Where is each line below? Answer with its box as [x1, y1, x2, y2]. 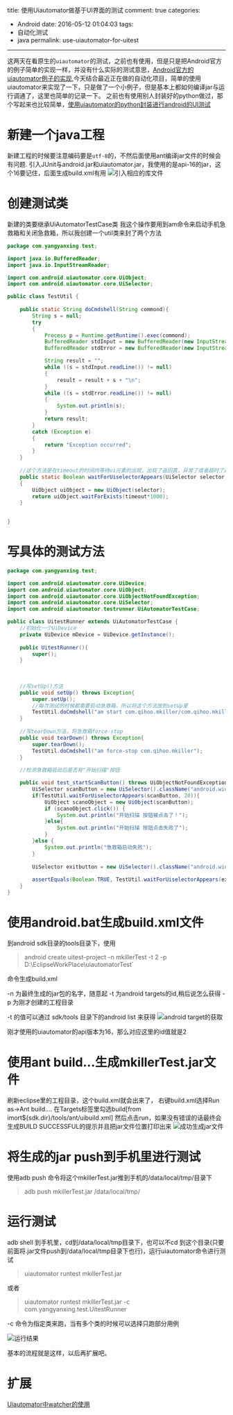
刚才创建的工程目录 [18, 998, 74, 1006]
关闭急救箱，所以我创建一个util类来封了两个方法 [25, 229, 162, 237]
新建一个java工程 [7, 127, 105, 143]
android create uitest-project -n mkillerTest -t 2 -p [24, 952, 167, 961]
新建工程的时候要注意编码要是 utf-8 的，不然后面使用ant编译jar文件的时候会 [7, 151, 222, 160]
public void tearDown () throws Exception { [19, 734, 144, 741]
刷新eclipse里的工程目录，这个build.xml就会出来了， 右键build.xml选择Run [7, 1096, 220, 1104]
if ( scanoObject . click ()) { [44, 805, 126, 812]
